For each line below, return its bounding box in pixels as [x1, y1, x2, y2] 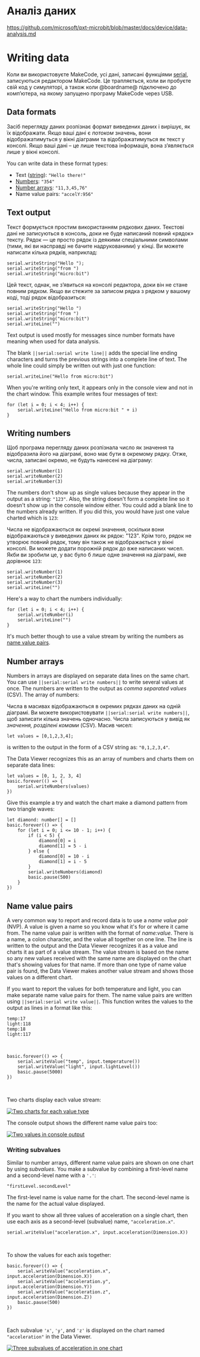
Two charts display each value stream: [7, 1096, 102, 1103]
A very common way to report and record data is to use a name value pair [7, 916, 188, 924]
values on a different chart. [7, 973, 73, 981]
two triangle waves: [7, 805, 55, 813]
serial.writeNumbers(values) [17, 783, 90, 790]
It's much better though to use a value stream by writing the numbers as [7, 633, 184, 640]
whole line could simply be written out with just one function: [7, 362, 157, 369]
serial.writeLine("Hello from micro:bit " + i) [17, 407, 137, 413]
